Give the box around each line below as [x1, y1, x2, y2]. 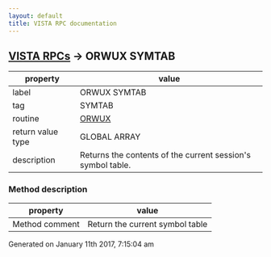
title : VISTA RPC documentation [8, 19, 117, 27]
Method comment [12, 218, 80, 230]
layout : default [8, 11, 63, 20]
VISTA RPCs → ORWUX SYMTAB [8, 49, 176, 63]
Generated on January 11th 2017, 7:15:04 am [8, 239, 155, 249]
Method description [8, 183, 88, 195]
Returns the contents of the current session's [79, 150, 252, 161]
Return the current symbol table [87, 218, 208, 230]
